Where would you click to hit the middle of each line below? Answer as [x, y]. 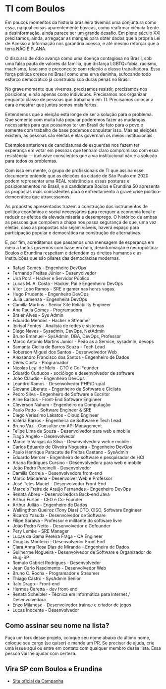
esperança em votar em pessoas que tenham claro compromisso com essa [82, 150]
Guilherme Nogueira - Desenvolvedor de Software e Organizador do [82, 552]
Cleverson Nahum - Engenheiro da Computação [61, 404]
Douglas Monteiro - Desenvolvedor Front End [58, 541]
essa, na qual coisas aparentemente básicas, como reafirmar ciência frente [82, 27]
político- [152, 191]
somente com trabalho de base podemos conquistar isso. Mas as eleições [81, 130]
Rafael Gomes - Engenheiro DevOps [49, 268]
